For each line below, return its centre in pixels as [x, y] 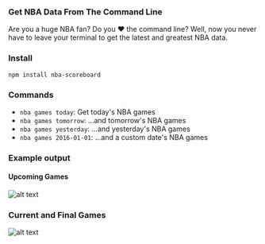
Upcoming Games [38, 176]
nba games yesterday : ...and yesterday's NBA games [105, 129]
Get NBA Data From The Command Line [85, 12]
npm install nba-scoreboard [55, 75]
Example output [39, 157]
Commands [31, 95]
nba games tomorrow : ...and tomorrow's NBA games [103, 120]
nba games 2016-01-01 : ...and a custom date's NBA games [114, 137]
